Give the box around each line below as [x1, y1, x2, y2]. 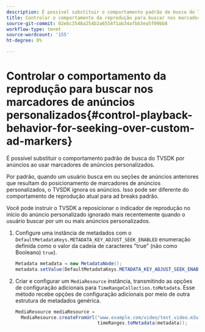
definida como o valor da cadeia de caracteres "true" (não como [15, 242, 178, 249]
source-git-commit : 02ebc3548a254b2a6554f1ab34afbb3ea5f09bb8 [6, 20, 168, 26]
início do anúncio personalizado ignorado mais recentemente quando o [6, 211, 185, 218]
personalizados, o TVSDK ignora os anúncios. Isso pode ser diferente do [6, 186, 189, 193]
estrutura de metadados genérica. [15, 296, 101, 304]
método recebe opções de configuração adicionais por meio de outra [15, 290, 190, 298]
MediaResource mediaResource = [15, 309, 95, 315]
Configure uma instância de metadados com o [15, 229, 132, 236]
